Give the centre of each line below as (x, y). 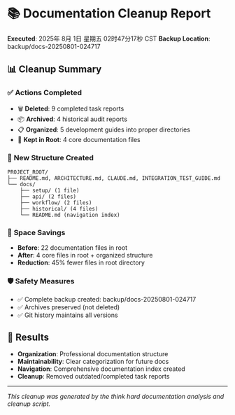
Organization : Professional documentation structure (93, 354)
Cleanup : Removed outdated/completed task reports (93, 377)
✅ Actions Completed (45, 93)
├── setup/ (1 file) (50, 190)
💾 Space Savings (36, 232)
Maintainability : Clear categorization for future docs (93, 362)
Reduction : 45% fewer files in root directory (81, 262)
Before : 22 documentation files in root (72, 248)
